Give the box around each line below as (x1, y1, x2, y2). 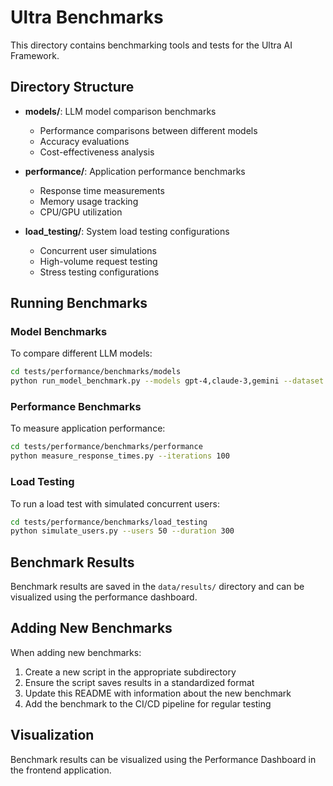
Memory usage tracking (39, 195, 139, 207)
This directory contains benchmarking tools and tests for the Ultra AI (10, 39, 293, 51)
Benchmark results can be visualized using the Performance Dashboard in (10, 753, 317, 765)
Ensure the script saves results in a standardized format (24, 676, 255, 688)
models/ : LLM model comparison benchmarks (24, 105, 217, 117)
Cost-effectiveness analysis (39, 146, 155, 158)
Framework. (10, 49, 60, 61)
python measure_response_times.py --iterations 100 (10, 451, 230, 461)
